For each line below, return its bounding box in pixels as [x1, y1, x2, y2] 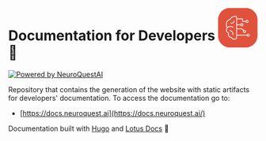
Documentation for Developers [8, 27, 215, 45]
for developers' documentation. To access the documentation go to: [8, 93, 230, 102]
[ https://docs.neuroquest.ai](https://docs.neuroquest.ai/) [19, 108, 206, 117]
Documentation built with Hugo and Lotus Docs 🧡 [8, 124, 169, 133]
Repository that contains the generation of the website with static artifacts [8, 84, 250, 94]
